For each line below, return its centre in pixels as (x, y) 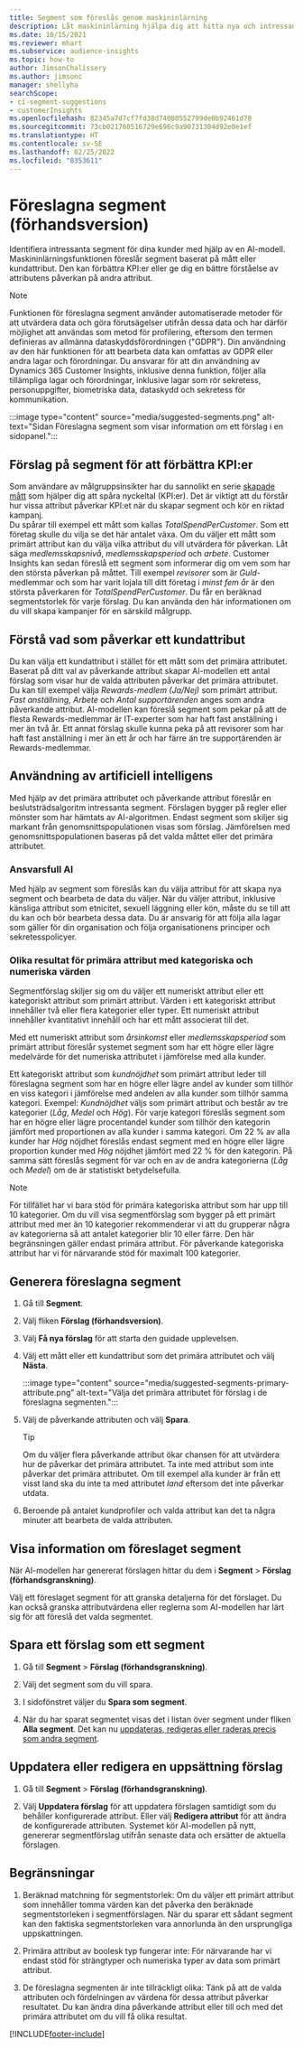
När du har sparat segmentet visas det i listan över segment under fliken (156, 1719)
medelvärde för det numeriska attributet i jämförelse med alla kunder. (138, 1057)
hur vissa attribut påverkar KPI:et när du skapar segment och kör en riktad (147, 506)
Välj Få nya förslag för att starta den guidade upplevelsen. (130, 1339)
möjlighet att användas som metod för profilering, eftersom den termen (141, 332)
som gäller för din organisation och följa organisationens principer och (140, 928)
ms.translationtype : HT (54, 136)
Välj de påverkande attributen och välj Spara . (106, 1420)
